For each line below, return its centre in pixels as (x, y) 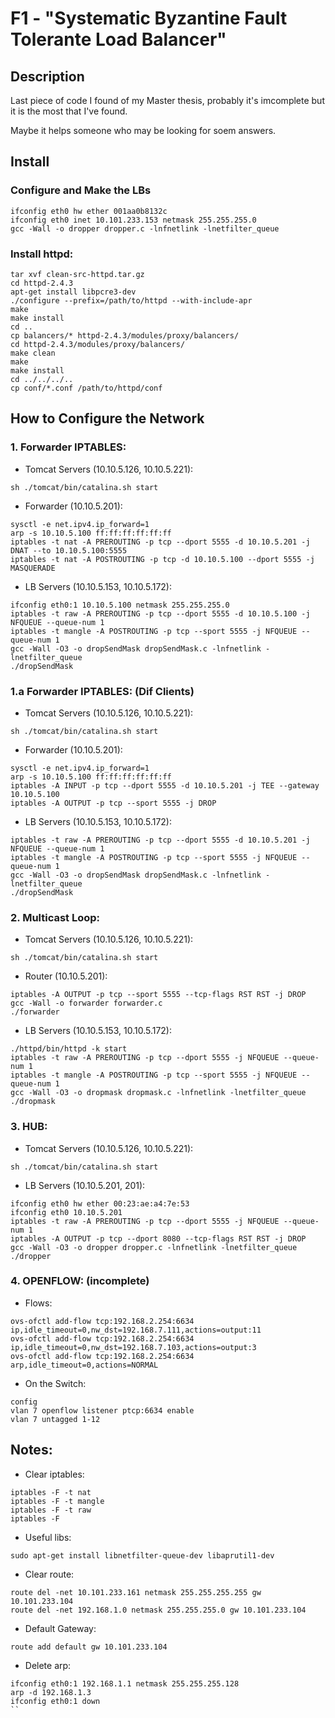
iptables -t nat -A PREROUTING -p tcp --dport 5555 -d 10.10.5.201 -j (160, 542)
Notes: (31, 1450)
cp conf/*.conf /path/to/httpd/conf (86, 388)
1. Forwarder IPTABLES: (68, 447)
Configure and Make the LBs (81, 190)
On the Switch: (55, 1383)
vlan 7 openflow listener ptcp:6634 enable (102, 1410)
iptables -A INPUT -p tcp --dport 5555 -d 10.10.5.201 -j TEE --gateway (165, 785)
